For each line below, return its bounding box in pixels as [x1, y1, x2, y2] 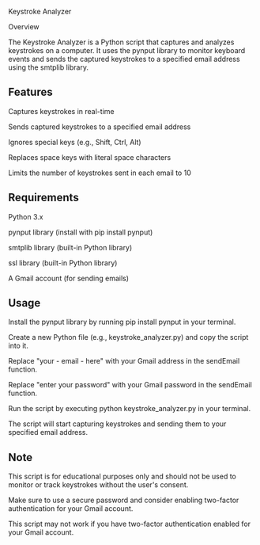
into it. [8, 341, 29, 351]
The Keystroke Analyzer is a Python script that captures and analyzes [8, 37, 235, 47]
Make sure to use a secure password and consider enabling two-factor [8, 495, 239, 505]
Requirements [8, 191, 79, 204]
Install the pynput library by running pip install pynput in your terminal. [8, 317, 236, 327]
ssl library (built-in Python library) [8, 257, 118, 268]
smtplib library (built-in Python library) [8, 242, 133, 252]
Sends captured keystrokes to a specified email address [8, 122, 191, 131]
